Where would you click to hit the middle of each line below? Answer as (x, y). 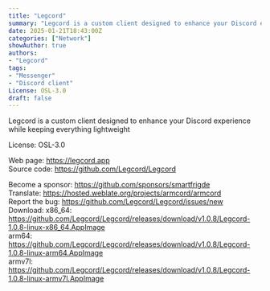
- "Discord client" (41, 83)
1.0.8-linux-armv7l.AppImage (56, 279)
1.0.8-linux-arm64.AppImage (56, 253)
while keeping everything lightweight (69, 129)
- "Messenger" (32, 76)
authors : (23, 53)
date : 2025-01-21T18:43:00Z (55, 31)
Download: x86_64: (40, 211)
